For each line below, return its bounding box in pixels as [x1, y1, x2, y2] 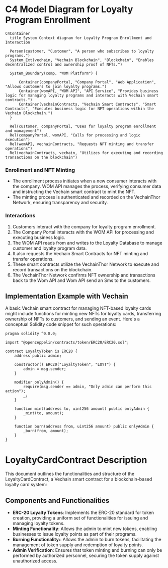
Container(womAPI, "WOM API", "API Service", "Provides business [18, 88, 158, 93]
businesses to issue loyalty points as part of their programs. [12, 531, 137, 537]
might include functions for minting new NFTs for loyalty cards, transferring [5, 311, 161, 317]
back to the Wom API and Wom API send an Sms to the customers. [12, 277, 151, 283]
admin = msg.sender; [23, 366, 66, 372]
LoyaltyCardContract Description [5, 454, 147, 465]
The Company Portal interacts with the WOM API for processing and [12, 229, 154, 235]
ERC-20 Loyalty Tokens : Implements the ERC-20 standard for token [12, 509, 154, 516]
